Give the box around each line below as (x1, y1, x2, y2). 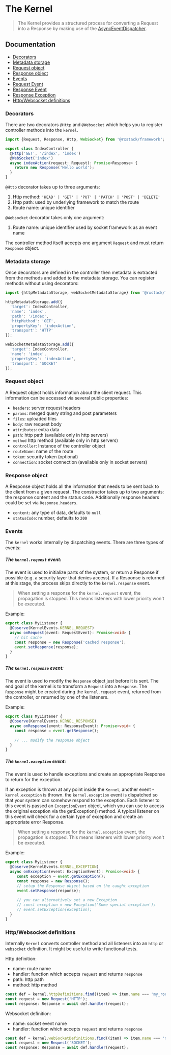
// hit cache (14, 635, 42, 640)
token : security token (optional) (12, 453, 78, 460)
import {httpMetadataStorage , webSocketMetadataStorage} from (5, 290, 140, 295)
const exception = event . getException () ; (16, 874, 106, 879)
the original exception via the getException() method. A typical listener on (5, 808, 159, 814)
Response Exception (12, 91, 56, 98)
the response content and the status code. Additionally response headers (5, 494, 159, 501)
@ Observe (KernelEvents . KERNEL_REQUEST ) (10, 625, 95, 631)
